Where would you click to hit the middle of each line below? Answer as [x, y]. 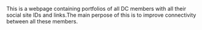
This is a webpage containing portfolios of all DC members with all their [96, 9]
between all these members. [42, 21]
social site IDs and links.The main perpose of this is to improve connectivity [101, 15]
